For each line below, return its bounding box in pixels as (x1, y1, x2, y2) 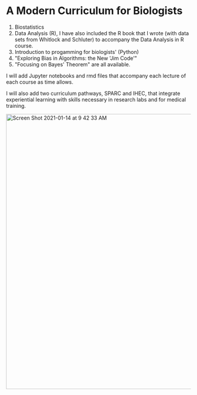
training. (6, 102, 26, 109)
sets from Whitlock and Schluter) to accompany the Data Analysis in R (14, 36, 184, 43)
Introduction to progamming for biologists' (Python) (14, 48, 139, 55)
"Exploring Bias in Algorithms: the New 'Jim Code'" (14, 55, 138, 62)
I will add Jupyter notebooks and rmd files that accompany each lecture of (6, 72, 186, 79)
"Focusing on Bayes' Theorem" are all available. (14, 60, 131, 68)
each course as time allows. (6, 78, 73, 86)
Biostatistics (14, 23, 45, 30)
